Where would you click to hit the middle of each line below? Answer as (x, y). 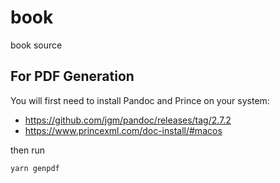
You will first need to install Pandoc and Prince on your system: (140, 100)
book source (36, 45)
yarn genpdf (35, 168)
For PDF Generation (72, 76)
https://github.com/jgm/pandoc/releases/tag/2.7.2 (128, 120)
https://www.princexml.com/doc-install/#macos (123, 130)
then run (28, 150)
